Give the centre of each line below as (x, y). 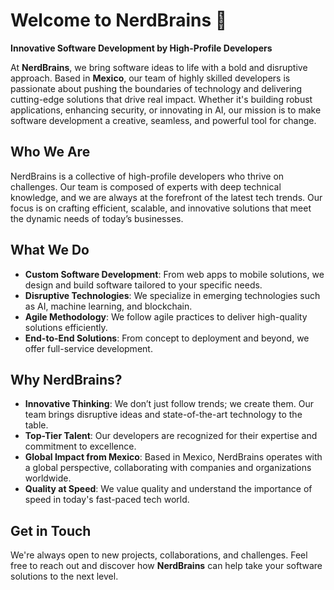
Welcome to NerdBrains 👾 (119, 20)
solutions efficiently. (66, 327)
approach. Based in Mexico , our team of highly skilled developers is (150, 78)
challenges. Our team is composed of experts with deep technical (146, 186)
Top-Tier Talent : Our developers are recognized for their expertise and (171, 436)
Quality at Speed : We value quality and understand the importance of (168, 489)
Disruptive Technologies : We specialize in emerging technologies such (172, 295)
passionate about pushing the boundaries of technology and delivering (156, 88)
